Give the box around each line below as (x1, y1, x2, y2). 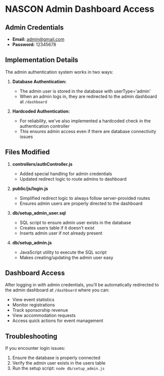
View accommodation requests (12, 313, 76, 319)
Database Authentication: (12, 78, 67, 85)
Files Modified (5, 148, 50, 156)
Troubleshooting (5, 332, 58, 340)
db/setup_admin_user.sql (12, 210, 66, 216)
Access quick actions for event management (12, 318, 104, 324)
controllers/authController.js (12, 161, 73, 167)
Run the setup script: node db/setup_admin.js (12, 365, 105, 372)
